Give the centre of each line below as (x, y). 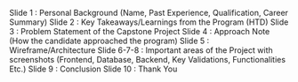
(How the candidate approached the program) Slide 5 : (109, 41)
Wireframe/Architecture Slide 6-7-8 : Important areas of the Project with (141, 50)
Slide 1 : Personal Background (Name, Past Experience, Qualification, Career (149, 13)
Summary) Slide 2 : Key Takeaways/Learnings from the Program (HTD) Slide (149, 22)
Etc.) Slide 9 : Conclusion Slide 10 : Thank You (93, 69)
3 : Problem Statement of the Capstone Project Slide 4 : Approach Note (140, 31)
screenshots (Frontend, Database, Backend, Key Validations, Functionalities (148, 60)
